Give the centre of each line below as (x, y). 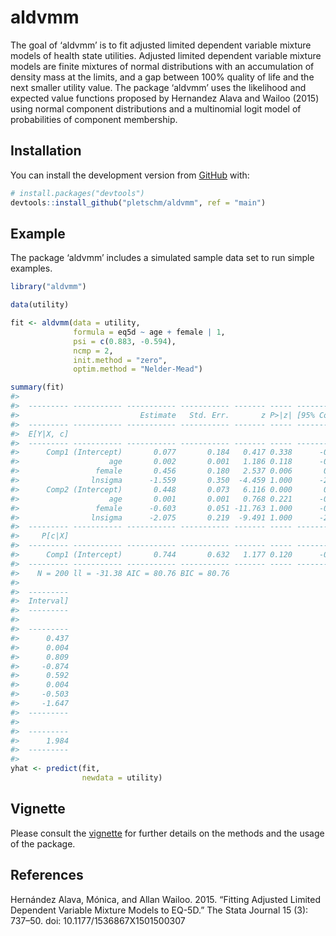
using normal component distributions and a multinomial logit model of (156, 108)
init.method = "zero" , (120, 360)
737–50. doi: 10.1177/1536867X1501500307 (98, 920)
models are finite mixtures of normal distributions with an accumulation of (162, 66)
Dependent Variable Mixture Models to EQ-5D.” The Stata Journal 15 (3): (159, 910)
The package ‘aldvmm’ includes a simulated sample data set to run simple (162, 258)
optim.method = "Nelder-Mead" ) (138, 369)
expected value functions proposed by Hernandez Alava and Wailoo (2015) (165, 98)
